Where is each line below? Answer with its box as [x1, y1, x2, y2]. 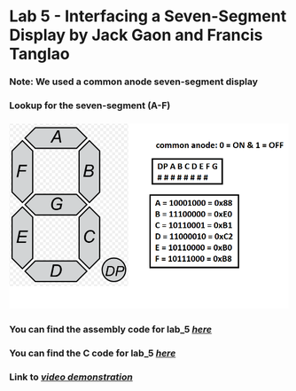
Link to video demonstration [9, 371, 133, 383]
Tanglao [9, 44, 71, 64]
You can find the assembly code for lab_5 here [9, 324, 213, 336]
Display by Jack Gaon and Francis [9, 25, 263, 45]
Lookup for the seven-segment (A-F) [9, 99, 171, 112]
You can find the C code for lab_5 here [9, 348, 176, 360]
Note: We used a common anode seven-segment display [9, 75, 259, 88]
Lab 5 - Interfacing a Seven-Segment [9, 6, 287, 27]
